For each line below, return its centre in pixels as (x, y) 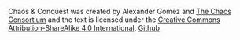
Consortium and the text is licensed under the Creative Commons (114, 20)
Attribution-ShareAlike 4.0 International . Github (84, 28)
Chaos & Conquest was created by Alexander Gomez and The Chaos (120, 11)
